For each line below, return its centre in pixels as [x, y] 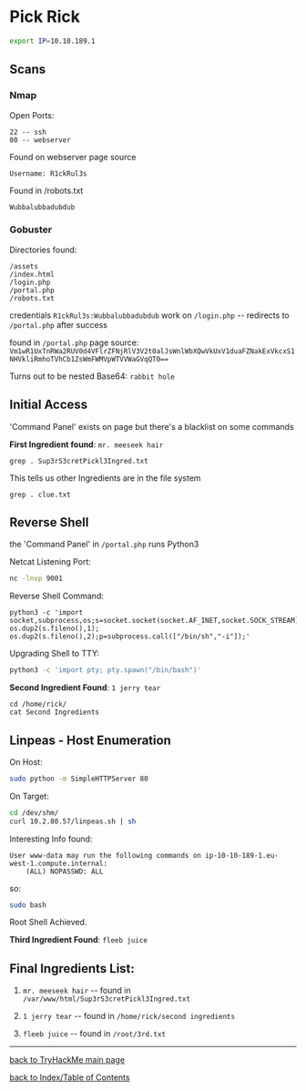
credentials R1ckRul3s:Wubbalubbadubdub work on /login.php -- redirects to [149, 315]
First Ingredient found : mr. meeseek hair [87, 444]
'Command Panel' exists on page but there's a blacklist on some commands [152, 426]
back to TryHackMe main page [67, 1060]
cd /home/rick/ [38, 704]
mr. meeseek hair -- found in [76, 991]
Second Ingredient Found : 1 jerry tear [85, 688]
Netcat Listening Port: [50, 562]
